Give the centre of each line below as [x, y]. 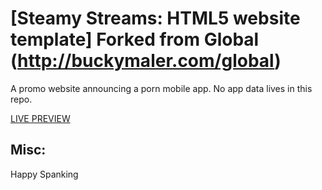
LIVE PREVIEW [40, 118]
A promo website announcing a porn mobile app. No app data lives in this [161, 88]
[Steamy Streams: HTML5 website [155, 18]
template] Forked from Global [135, 39]
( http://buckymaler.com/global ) [146, 61]
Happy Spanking [44, 174]
